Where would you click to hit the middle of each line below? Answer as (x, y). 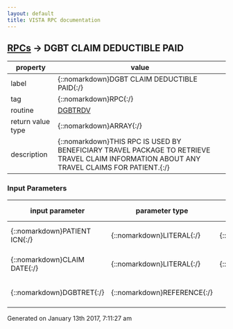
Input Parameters (37, 188)
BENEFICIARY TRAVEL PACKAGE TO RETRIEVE (134, 150)
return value (31, 122)
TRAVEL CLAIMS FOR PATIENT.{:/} (114, 168)
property (31, 68)
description (29, 154)
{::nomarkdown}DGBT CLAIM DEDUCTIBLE (128, 79)
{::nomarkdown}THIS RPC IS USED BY (120, 141)
